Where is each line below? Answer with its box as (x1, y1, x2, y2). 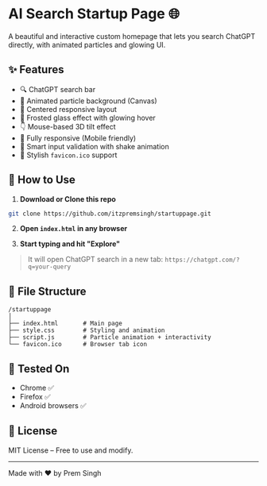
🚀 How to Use (8, 173, 75, 187)
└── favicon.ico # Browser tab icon (8, 341, 148, 349)
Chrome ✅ (19, 383, 54, 393)
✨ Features (8, 63, 64, 76)
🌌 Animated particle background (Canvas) (19, 96, 157, 106)
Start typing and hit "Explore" (19, 239, 121, 249)
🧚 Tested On (8, 362, 70, 376)
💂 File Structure (8, 284, 87, 298)
